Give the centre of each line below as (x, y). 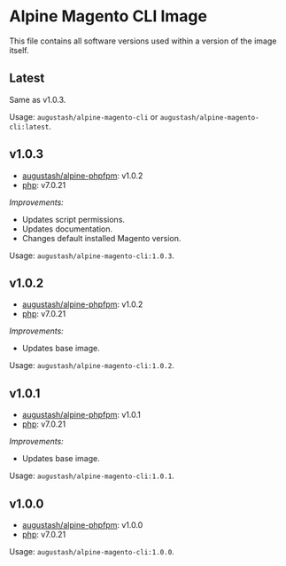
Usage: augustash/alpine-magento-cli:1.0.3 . (92, 255)
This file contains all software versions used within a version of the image (143, 41)
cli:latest (29, 127)
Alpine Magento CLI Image (108, 16)
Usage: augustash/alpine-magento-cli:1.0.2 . (92, 366)
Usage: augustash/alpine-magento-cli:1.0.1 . (92, 476)
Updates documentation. (67, 229)
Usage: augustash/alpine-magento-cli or (84, 116)
